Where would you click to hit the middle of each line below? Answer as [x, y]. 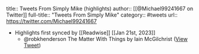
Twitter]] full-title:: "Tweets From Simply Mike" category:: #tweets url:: [92, 15]
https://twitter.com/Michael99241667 [51, 21]
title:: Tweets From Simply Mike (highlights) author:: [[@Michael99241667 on [100, 9]
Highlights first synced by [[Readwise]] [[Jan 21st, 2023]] [85, 33]
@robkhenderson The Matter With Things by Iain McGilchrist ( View [106, 39]
